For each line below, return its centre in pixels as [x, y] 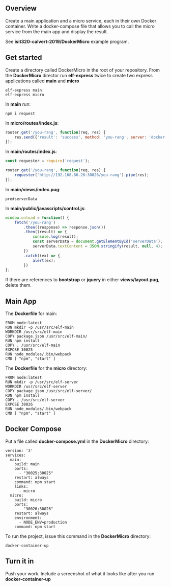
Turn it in [20, 561]
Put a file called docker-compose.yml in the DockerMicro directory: [77, 441]
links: [21, 486]
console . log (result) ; [55, 237]
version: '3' [19, 450]
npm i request [20, 114]
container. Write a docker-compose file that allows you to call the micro [80, 26]
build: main [27, 464]
